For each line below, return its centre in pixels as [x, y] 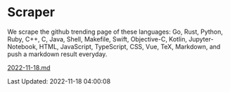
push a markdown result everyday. [57, 54]
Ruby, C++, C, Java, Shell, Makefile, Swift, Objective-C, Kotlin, [97, 39]
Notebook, [23, 46]
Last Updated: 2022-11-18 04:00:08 [59, 81]
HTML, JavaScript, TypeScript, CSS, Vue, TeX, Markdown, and [130, 46]
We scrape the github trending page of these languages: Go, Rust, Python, [115, 32]
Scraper [31, 12]
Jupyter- [201, 39]
